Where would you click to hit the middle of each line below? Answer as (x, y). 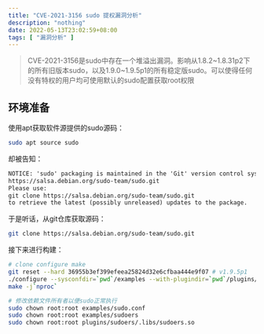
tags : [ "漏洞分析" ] (41, 37)
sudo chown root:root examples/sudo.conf (77, 308)
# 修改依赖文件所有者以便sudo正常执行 (63, 301)
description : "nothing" (47, 23)
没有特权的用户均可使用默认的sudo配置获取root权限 (111, 80)
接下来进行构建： (36, 250)
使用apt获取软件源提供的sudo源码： (66, 128)
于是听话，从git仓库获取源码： (57, 219)
